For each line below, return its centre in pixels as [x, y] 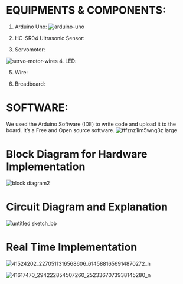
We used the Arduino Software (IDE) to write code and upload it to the [91, 124]
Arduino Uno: [31, 27]
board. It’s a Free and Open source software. [61, 130]
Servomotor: [30, 49]
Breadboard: [30, 84]
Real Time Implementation [72, 247]
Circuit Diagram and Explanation [87, 207]
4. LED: [68, 61]
